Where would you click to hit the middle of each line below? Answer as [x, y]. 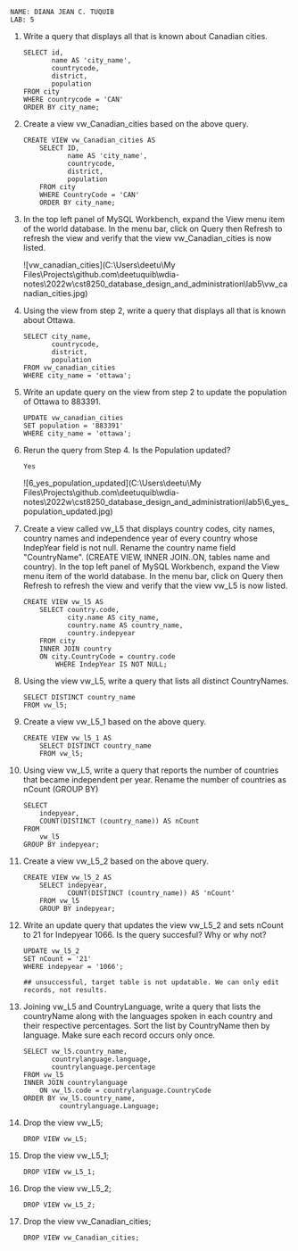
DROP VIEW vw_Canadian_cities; [81, 1238]
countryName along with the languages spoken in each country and [148, 1016]
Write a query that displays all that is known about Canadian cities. [145, 36]
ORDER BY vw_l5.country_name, [79, 1098]
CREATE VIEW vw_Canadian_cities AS [89, 140]
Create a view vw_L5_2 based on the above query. [116, 861]
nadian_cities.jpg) [55, 293]
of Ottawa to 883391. [62, 402]
